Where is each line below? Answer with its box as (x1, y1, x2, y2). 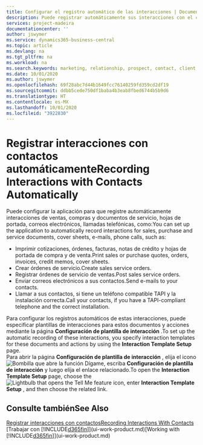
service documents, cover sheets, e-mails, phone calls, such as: (6, 234, 166, 241)
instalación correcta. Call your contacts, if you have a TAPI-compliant (14, 297, 186, 304)
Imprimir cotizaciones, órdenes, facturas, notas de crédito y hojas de (14, 245, 187, 252)
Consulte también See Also (6, 403, 109, 414)
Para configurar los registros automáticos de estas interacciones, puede (6, 315, 186, 322)
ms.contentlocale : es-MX (6, 99, 69, 105)
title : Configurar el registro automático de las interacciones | (6, 8, 177, 15)
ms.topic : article (6, 43, 53, 49)
